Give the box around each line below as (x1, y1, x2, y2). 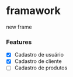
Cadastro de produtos (14, 64, 68, 71)
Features (6, 38, 32, 46)
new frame (6, 23, 32, 30)
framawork (6, 4, 61, 17)
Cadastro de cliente (14, 58, 62, 65)
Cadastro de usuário (14, 51, 64, 58)
